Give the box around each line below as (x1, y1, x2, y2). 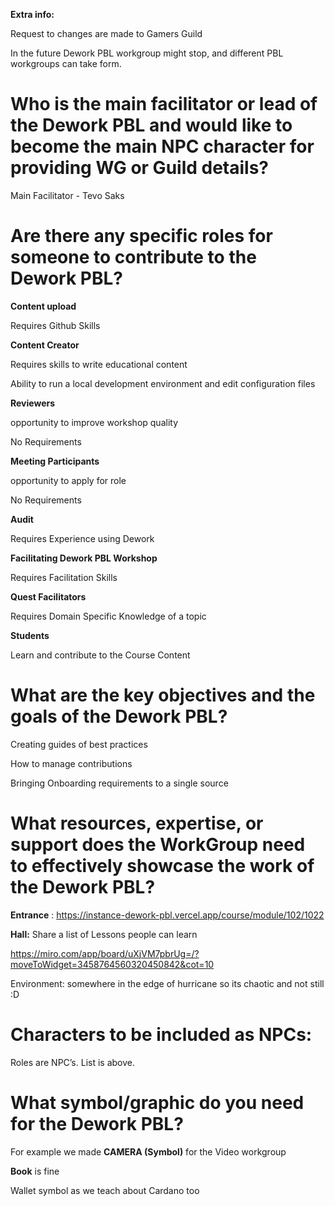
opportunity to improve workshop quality (10, 416, 179, 428)
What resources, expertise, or (10, 812, 264, 834)
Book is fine (10, 1165, 60, 1177)
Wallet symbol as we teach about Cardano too (10, 1184, 200, 1196)
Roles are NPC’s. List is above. (10, 1056, 136, 1068)
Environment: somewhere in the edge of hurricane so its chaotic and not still (10, 977, 325, 989)
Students (10, 629, 50, 641)
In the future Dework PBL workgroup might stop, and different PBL (10, 47, 284, 59)
